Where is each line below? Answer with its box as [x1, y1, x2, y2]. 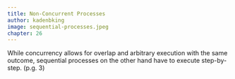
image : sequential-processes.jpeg [7, 23, 109, 30]
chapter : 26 [7, 29, 42, 37]
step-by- [201, 57, 227, 65]
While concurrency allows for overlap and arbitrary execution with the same [7, 49, 228, 57]
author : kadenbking [7, 17, 65, 24]
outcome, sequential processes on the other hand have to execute [7, 57, 200, 65]
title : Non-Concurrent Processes [7, 10, 106, 17]
